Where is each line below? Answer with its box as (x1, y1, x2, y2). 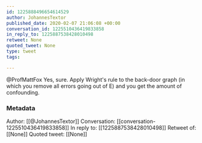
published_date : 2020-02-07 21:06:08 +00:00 (6, 20, 121, 26)
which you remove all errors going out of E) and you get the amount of (6, 82, 182, 90)
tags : (6, 54, 20, 60)
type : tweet (6, 48, 36, 55)
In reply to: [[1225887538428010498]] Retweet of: (70, 124, 197, 131)
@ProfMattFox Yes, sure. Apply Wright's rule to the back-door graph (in (6, 76, 185, 83)
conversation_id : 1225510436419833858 (6, 25, 104, 32)
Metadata (6, 104, 35, 112)
